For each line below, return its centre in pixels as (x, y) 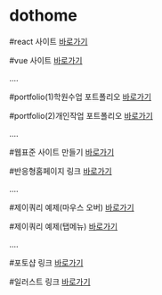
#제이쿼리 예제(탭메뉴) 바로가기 (64, 226)
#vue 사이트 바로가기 (46, 60)
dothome (43, 16)
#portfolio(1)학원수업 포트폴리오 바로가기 (81, 97)
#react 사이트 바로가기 (49, 41)
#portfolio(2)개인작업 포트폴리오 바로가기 (81, 115)
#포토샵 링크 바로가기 (46, 262)
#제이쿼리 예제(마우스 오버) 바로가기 (72, 207)
